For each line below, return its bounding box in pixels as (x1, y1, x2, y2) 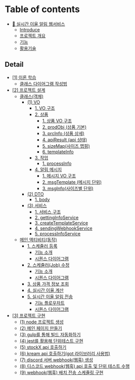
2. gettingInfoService (34, 214, 79, 221)
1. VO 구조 (34, 105, 55, 111)
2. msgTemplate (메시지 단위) (42, 179, 102, 185)
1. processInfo (42, 160, 72, 166)
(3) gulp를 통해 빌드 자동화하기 (19, 331, 81, 337)
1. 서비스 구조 (34, 208, 61, 215)
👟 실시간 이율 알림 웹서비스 (12, 21, 65, 27)
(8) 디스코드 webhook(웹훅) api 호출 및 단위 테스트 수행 (19, 363, 130, 369)
